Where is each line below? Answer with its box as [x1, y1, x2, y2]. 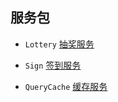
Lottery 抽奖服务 [24, 38, 95, 50]
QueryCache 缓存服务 [24, 80, 108, 92]
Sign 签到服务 [24, 59, 82, 71]
